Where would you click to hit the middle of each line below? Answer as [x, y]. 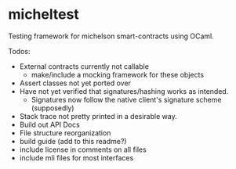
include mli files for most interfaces [76, 157]
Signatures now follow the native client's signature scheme [126, 99]
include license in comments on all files [83, 149]
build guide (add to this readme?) [73, 141]
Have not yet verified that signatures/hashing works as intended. [124, 91]
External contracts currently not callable [84, 66]
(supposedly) [53, 108]
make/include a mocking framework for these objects [118, 74]
